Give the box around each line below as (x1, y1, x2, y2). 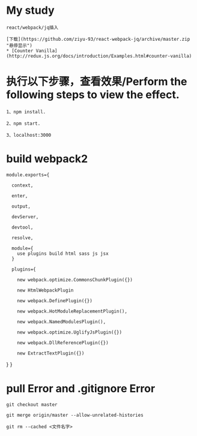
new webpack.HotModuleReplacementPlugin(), (17, 308, 128, 314)
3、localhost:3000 (6, 132, 52, 138)
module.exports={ (6, 172, 50, 178)
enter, (11, 193, 28, 199)
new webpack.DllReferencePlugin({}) (17, 339, 109, 345)
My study (6, 4, 55, 17)
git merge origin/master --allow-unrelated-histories (6, 412, 144, 418)
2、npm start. (6, 121, 41, 127)
